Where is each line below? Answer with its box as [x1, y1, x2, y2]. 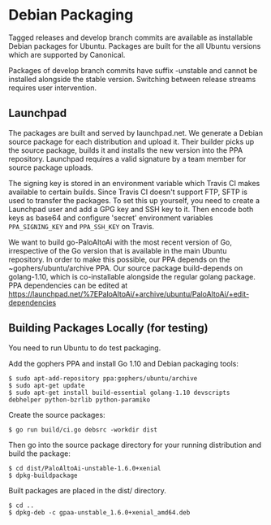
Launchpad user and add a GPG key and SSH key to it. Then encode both [8, 204, 254, 214]
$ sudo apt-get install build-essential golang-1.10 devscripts [8, 388, 230, 397]
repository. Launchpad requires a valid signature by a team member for [8, 154, 247, 163]
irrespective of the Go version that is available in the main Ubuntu [8, 245, 227, 255]
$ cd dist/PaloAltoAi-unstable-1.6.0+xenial [8, 464, 161, 472]
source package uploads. [8, 163, 93, 172]
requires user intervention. [8, 83, 97, 93]
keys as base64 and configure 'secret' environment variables [8, 213, 213, 223]
